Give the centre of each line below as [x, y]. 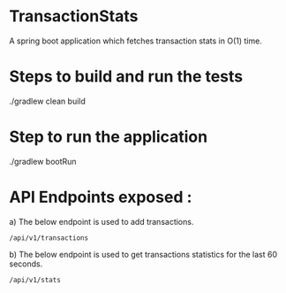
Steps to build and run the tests [126, 77]
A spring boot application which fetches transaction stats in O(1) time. [135, 41]
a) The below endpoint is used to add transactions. [102, 221]
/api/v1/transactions [49, 238]
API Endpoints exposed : [101, 197]
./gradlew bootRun [43, 161]
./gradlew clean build [48, 101]
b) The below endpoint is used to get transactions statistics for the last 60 [143, 254]
